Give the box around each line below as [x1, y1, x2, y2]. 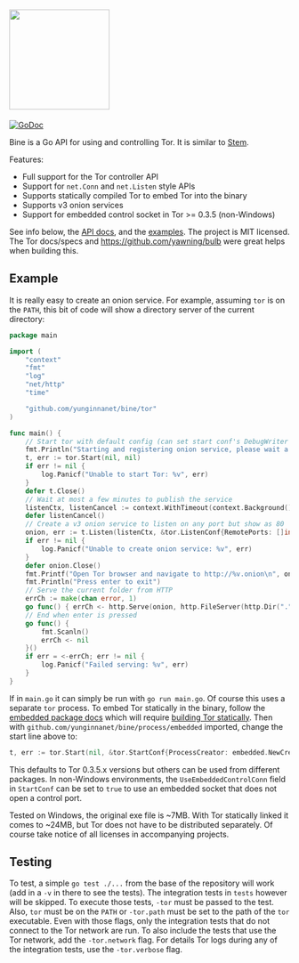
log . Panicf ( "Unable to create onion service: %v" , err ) [41, 544, 253, 554]
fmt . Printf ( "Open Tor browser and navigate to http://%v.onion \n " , [25, 570, 280, 579]
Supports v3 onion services [21, 199, 124, 210]
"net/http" [25, 380, 66, 389]
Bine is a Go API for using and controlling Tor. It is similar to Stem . [9, 136, 249, 147]
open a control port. [9, 792, 83, 803]
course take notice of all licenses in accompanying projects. [9, 829, 230, 839]
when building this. [9, 245, 79, 255]
